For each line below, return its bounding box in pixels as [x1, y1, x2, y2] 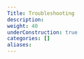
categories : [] [7, 35, 51, 42]
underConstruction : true [7, 28, 78, 36]
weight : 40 [7, 22, 38, 29]
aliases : [7, 41, 32, 48]
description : [7, 16, 44, 23]
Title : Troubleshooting [7, 9, 75, 17]
